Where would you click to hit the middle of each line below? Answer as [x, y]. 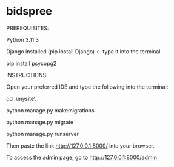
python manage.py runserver [42, 134]
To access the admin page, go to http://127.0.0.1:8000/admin [82, 157]
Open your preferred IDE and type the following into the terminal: [87, 87]
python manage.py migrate [40, 122]
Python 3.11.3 [23, 39]
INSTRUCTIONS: [27, 75]
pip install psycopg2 [32, 63]
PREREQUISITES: [28, 28]
